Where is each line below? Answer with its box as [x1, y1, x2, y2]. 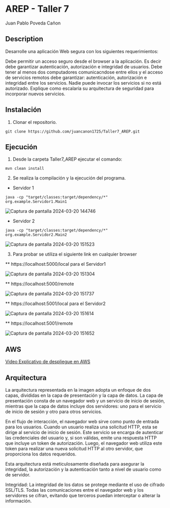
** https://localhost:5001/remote [5, 320, 73, 326]
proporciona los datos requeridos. [5, 451, 76, 457]
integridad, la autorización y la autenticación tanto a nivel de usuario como [5, 466, 161, 472]
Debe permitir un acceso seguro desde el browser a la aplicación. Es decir [5, 58, 161, 64]
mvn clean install [5, 166, 44, 171]
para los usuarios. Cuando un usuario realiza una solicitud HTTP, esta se [5, 424, 158, 430]
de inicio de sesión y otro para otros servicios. [5, 409, 103, 415]
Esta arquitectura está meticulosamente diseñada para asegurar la [5, 461, 145, 467]
